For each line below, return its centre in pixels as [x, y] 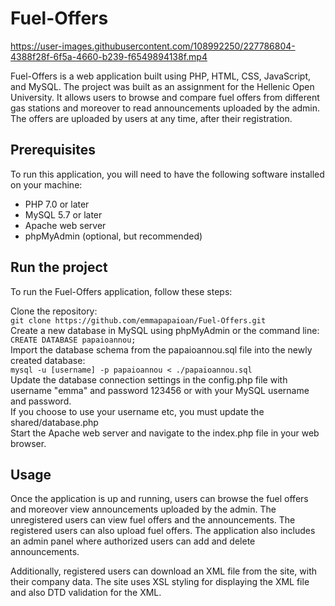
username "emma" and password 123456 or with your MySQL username [160, 390]
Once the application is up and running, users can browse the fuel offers [159, 499]
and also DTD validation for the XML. [86, 593]
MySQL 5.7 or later [63, 214]
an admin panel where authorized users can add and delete [133, 541]
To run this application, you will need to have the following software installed [167, 174]
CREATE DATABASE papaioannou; [73, 340]
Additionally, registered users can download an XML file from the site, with [164, 571]
